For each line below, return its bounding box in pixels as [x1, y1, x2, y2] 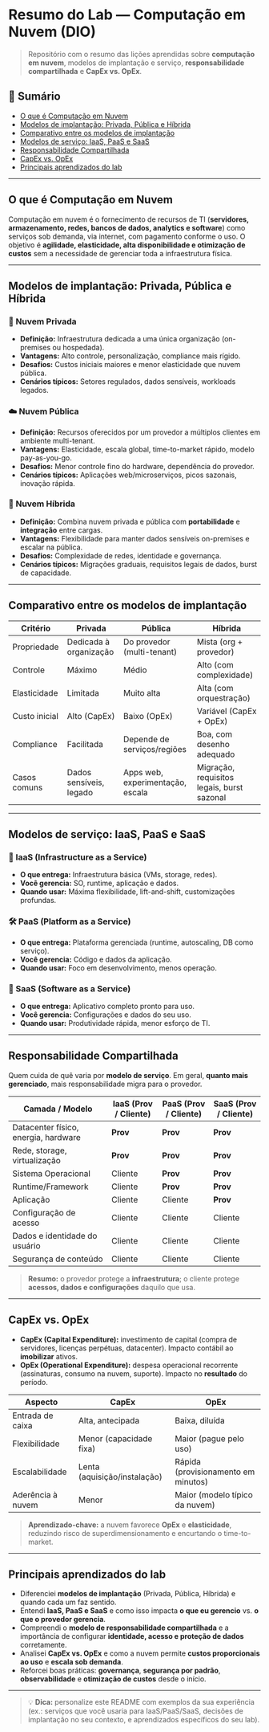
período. [19, 1377, 48, 1387]
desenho [196, 738, 231, 750]
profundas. [19, 896, 57, 905]
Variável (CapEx [196, 705, 257, 717]
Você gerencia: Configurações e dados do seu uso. [19, 1010, 192, 1019]
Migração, [196, 762, 235, 773]
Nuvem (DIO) [8, 22, 96, 41]
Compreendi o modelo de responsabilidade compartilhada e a [19, 1623, 230, 1632]
